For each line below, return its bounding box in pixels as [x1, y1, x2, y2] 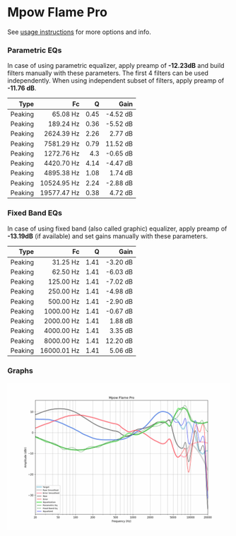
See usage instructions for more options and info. [7, 28, 152, 36]
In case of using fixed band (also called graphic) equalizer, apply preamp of [7, 224, 228, 233]
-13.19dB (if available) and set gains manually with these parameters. [7, 231, 208, 240]
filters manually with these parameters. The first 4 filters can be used [7, 69, 208, 78]
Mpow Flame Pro [7, 4, 108, 21]
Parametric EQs [7, 45, 62, 55]
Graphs [7, 366, 33, 375]
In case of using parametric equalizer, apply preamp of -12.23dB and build [7, 62, 225, 70]
